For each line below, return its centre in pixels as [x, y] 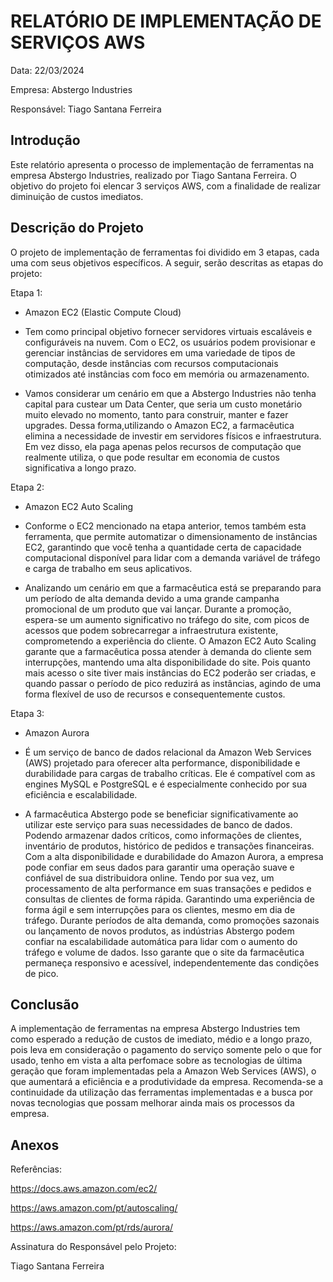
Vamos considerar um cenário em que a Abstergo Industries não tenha [170, 393]
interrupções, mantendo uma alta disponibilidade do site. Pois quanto [167, 662]
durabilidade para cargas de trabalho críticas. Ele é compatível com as [170, 773]
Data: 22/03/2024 [47, 70]
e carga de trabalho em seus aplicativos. [108, 568]
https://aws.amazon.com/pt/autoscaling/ [94, 1208]
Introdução [45, 140]
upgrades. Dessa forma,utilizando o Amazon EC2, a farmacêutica [159, 425]
